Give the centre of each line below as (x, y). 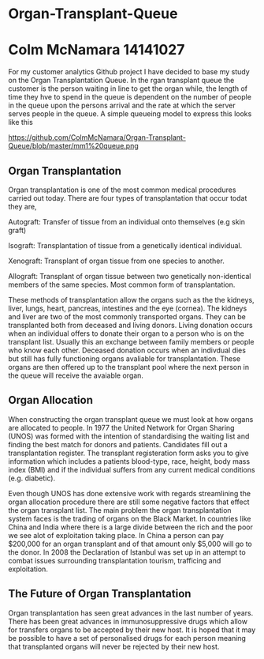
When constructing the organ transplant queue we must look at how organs (131, 419)
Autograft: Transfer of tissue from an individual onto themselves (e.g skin (127, 221)
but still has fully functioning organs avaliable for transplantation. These (125, 358)
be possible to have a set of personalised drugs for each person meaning (127, 638)
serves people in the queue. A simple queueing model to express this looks (130, 114)
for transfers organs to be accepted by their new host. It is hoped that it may (132, 630)
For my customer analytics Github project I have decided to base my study (129, 72)
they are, (22, 206)
